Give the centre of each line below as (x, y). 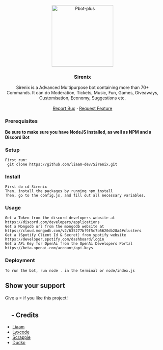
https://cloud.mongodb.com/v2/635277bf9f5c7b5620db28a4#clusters (73, 231)
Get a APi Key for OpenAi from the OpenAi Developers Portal (69, 244)
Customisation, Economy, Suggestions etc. (82, 98)
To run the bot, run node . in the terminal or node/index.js (70, 270)
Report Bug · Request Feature (82, 109)
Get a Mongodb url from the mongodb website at (55, 227)
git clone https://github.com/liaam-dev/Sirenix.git (62, 164)
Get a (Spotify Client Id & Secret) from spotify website (66, 235)
